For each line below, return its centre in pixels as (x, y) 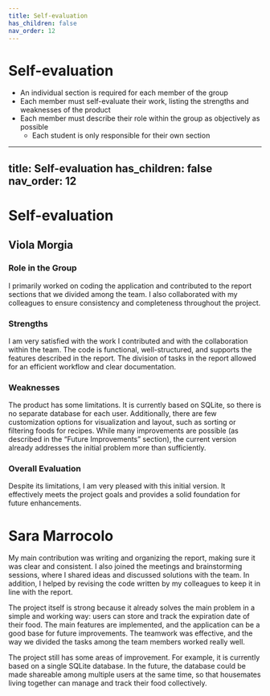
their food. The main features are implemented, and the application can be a (134, 625)
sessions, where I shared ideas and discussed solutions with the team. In (129, 575)
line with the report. (41, 592)
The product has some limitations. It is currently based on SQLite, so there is (135, 405)
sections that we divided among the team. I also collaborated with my (123, 294)
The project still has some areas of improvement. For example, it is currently (134, 657)
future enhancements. (45, 503)
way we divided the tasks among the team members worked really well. (127, 642)
